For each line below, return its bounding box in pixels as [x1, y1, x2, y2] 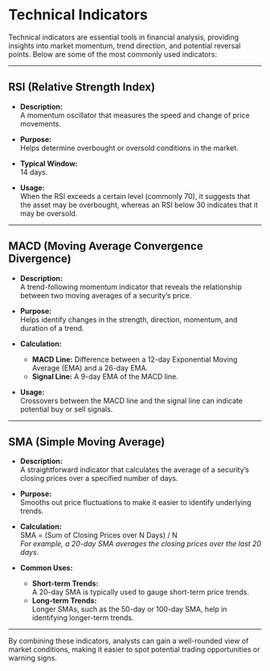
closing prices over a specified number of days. [19, 474, 178, 483]
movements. [19, 118, 62, 128]
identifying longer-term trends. [31, 613, 134, 623]
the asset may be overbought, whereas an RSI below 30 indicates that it [19, 200, 259, 209]
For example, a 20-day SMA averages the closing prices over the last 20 [19, 539, 262, 549]
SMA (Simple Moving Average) [8, 435, 166, 449]
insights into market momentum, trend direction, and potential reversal [8, 40, 241, 50]
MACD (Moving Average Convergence [8, 239, 203, 253]
